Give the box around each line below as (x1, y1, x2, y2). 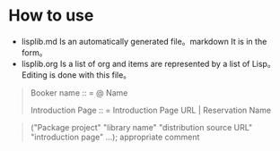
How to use (8, 5, 94, 26)
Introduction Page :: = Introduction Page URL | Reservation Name (30, 105, 271, 115)
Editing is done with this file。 (21, 69, 132, 80)
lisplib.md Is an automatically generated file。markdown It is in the (21, 36, 267, 46)
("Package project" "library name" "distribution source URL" (30, 122, 253, 132)
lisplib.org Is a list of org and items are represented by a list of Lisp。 (21, 58, 276, 69)
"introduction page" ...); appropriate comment (30, 131, 200, 142)
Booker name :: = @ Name (30, 87, 128, 98)
